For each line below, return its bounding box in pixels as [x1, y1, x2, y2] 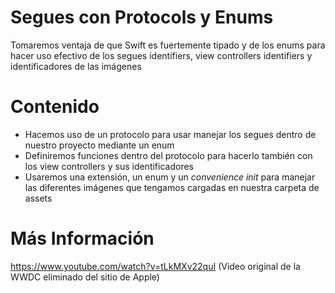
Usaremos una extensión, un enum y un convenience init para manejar [24, 171, 316, 183]
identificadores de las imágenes [10, 60, 142, 72]
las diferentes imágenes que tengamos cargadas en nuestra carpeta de [24, 181, 320, 193]
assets [24, 192, 53, 204]
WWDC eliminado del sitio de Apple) [10, 271, 160, 283]
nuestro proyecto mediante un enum [24, 139, 175, 151]
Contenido [10, 96, 100, 118]
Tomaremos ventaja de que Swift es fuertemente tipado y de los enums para [10, 39, 326, 51]
